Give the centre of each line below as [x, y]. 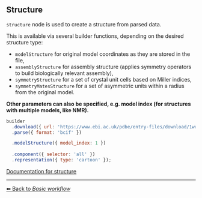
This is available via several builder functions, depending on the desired [95, 36]
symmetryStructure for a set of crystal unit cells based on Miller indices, [103, 79]
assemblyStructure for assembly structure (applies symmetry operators [103, 67]
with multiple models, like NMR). [47, 110]
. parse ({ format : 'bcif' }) [47, 132]
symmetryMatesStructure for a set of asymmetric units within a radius [99, 86]
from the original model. [45, 92]
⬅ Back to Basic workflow [38, 188]
